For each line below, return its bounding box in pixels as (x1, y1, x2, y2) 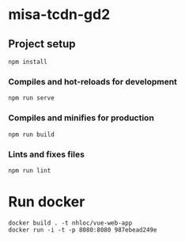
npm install (8, 58, 47, 66)
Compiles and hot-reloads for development (8, 76, 178, 87)
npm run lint (8, 166, 51, 175)
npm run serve (8, 94, 55, 102)
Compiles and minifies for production (8, 112, 154, 123)
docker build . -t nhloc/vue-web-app (8, 219, 133, 227)
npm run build (8, 130, 55, 138)
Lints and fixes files (8, 149, 85, 160)
